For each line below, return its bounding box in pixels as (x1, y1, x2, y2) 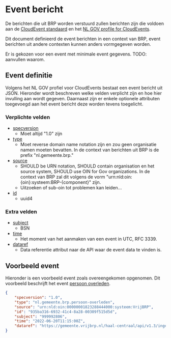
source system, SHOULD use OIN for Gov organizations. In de (20, 168, 150, 175)
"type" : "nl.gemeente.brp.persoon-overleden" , (14, 299, 115, 305)
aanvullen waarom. (5, 56, 45, 62)
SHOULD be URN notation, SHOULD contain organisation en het (20, 163, 155, 169)
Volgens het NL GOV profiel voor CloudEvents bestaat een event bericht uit (5, 84, 163, 91)
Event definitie (5, 71, 52, 80)
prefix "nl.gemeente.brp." (20, 152, 74, 158)
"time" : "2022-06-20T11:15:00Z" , (14, 319, 85, 324)
